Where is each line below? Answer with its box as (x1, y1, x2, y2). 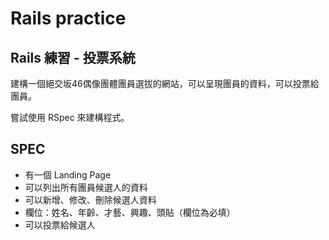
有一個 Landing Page (24, 168, 112, 181)
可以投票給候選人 (24, 218, 96, 231)
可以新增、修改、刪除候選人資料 (24, 193, 157, 206)
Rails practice (10, 7, 127, 30)
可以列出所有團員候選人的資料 (24, 181, 148, 193)
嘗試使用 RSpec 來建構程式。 (10, 112, 130, 123)
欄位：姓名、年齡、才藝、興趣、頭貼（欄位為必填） (24, 206, 236, 218)
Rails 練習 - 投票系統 (10, 49, 136, 66)
